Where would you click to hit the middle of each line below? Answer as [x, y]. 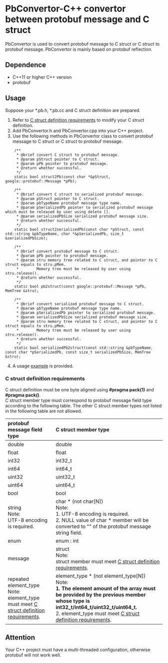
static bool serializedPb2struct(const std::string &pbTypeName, [84, 348]
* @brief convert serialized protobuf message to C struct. [80, 304]
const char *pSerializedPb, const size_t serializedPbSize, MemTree [78, 352]
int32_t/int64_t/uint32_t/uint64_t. [96, 607]
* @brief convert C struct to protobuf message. [68, 155]
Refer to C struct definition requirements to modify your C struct [78, 120]
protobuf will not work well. [33, 655]
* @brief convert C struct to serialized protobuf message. [80, 194]
